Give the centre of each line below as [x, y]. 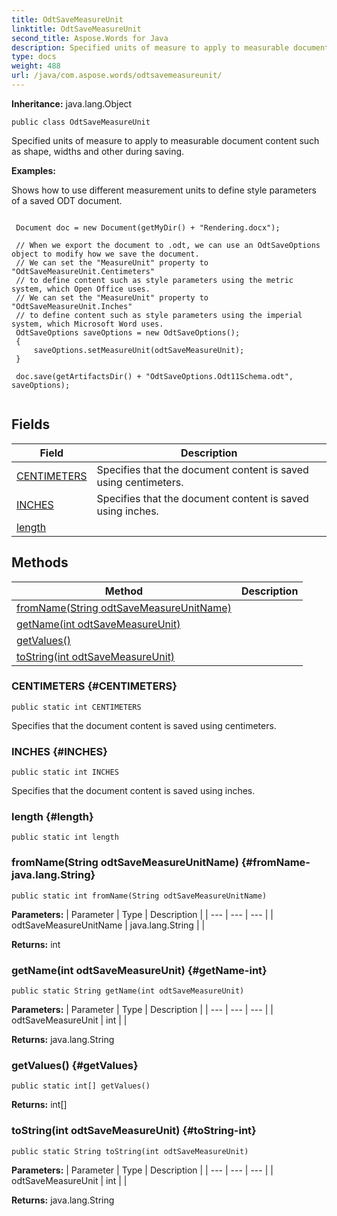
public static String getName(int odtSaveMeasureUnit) [128, 991]
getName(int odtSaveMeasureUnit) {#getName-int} [139, 970]
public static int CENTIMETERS [76, 707]
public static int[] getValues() [81, 1086]
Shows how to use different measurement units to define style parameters [164, 190]
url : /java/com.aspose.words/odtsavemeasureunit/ [117, 76]
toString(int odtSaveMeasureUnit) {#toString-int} [134, 1131]
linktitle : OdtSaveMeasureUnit [76, 29]
